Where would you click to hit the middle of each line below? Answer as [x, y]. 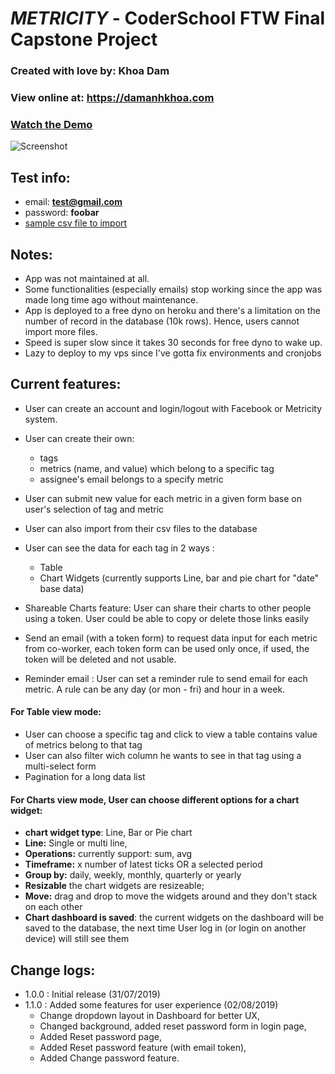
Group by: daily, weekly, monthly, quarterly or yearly [133, 875]
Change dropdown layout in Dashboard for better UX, [149, 1015]
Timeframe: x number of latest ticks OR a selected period [143, 864]
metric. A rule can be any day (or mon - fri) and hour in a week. [155, 689]
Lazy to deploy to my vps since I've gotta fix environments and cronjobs [173, 353]
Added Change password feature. [109, 1058]
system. [41, 419]
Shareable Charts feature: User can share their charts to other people [168, 608]
